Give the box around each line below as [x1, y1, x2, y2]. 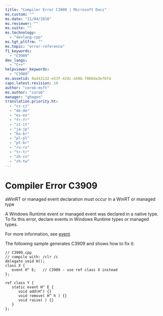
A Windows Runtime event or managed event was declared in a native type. [5, 211, 159, 217]
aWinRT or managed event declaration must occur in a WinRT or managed [5, 196, 156, 202]
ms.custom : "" [5, 12, 34, 17]
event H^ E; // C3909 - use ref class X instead [11, 268, 118, 273]
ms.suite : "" [5, 26, 32, 31]
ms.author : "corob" [5, 90, 45, 95]
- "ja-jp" [9, 126, 30, 131]
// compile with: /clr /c [5, 255, 58, 260]
